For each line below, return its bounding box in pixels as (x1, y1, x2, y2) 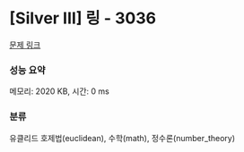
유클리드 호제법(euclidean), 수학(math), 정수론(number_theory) (9, 132, 236, 143)
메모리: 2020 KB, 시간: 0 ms (9, 86, 109, 97)
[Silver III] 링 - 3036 (9, 8, 157, 29)
